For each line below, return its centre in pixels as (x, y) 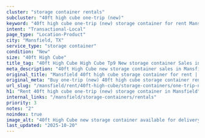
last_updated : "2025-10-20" (42, 126)
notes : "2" (20, 108)
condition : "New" (28, 52)
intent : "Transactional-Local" (46, 29)
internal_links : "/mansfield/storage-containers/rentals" (81, 97)
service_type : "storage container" (52, 46)
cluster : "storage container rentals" (56, 12)
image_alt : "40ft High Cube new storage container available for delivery (103, 120)
